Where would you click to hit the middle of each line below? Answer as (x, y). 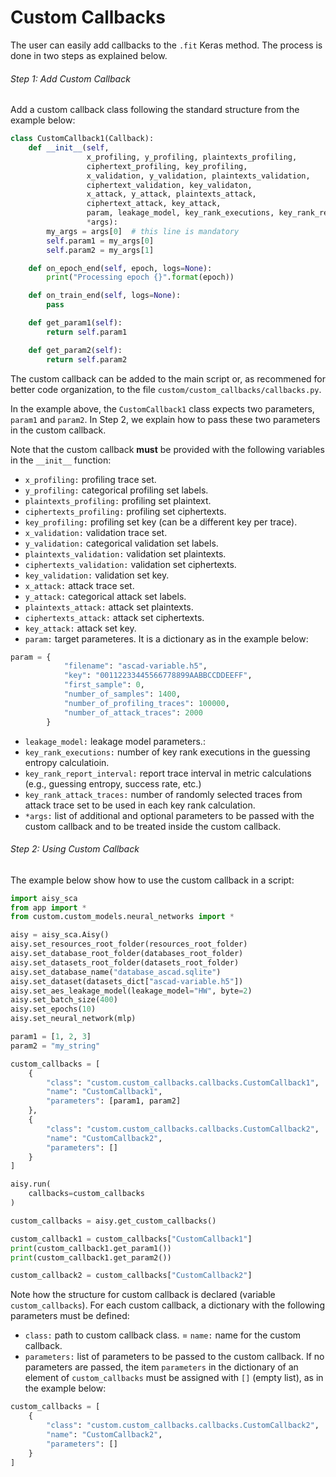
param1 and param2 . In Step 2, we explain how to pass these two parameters (165, 419)
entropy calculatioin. (67, 762)
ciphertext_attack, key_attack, (154, 204)
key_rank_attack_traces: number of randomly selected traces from (163, 794)
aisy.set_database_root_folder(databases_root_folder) (127, 954)
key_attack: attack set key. (80, 628)
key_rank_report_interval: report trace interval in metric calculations (168, 773)
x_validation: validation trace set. (96, 532)
